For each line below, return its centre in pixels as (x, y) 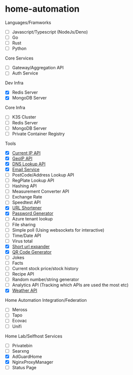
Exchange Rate (27, 197)
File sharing (24, 224)
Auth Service (25, 73)
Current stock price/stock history (45, 268)
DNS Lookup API (29, 164)
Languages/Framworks (28, 22)
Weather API (25, 291)
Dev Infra (14, 83)
